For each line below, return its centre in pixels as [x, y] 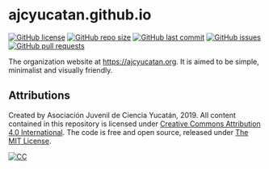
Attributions [40, 96]
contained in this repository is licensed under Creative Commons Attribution [134, 124]
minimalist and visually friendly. [61, 70]
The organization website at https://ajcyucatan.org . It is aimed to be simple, [134, 61]
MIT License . [30, 141]
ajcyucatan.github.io [80, 15]
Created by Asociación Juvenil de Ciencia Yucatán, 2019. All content [122, 115]
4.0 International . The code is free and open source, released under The [128, 132]
